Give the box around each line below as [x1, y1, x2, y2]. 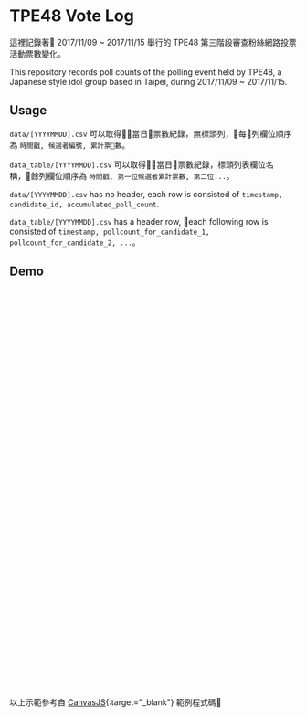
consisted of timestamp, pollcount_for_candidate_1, [9, 226, 210, 237]
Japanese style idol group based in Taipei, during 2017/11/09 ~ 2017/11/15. [9, 76, 288, 87]
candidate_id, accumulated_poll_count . [9, 198, 160, 209]
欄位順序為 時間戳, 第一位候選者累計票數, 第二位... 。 [47, 170, 235, 181]
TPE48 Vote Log [9, 5, 134, 26]
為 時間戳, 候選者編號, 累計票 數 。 [9, 139, 131, 151]
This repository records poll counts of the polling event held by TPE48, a [9, 66, 282, 78]
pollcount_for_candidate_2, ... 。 [9, 237, 141, 248]
